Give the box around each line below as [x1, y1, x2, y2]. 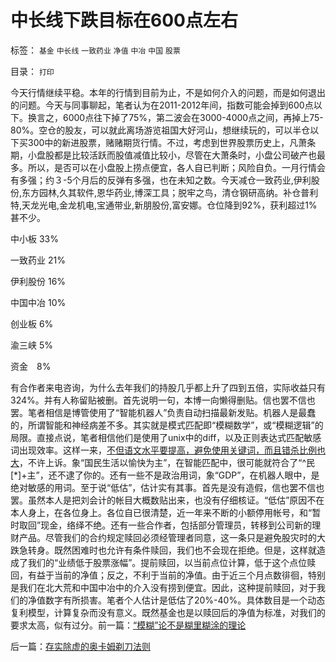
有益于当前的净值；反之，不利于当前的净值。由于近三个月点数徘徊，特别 [27, 569, 326, 581]
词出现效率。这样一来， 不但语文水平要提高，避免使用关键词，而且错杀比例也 [10, 444, 326, 456]
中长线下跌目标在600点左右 [10, 9, 238, 32]
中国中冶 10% [10, 296, 67, 308]
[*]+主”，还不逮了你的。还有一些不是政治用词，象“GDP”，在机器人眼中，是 [10, 469, 320, 481]
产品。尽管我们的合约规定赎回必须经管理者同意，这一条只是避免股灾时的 [18, 531, 317, 543]
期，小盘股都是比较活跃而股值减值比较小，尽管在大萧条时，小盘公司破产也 [10, 149, 317, 161]
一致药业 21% [10, 254, 66, 266]
